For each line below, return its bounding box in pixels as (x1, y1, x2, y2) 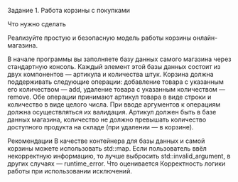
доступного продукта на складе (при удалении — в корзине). (7, 123, 194, 131)
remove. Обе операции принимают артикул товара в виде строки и (7, 92, 212, 101)
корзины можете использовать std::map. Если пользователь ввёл (7, 144, 207, 152)
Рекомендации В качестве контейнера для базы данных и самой (7, 136, 205, 145)
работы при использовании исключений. (7, 167, 133, 175)
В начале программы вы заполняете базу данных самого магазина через (7, 55, 232, 63)
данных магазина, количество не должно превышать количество (7, 115, 207, 124)
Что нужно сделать (7, 20, 66, 28)
